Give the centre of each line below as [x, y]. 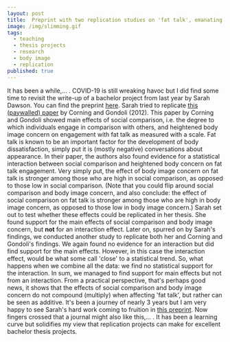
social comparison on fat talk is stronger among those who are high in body [114, 200]
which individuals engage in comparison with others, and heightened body [113, 127]
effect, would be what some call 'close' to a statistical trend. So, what [105, 258]
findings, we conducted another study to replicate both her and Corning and [115, 236]
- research [29, 52]
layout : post [26, 13]
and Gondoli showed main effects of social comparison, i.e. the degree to [111, 119]
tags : [15, 33]
